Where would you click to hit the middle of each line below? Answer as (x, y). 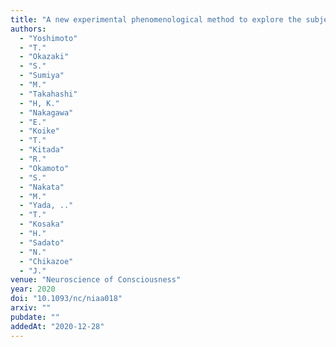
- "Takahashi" (48, 94)
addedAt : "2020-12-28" (57, 326)
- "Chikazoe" (46, 261)
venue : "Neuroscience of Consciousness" (96, 280)
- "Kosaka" (42, 224)
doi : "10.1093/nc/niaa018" (66, 299)
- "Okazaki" (44, 57)
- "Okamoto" (44, 168)
